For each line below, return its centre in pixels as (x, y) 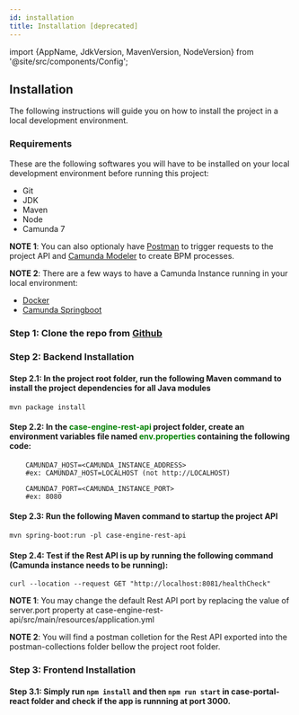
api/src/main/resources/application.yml (82, 620)
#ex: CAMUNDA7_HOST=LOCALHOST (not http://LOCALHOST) (128, 473)
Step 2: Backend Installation (72, 357)
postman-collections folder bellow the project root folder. (115, 647)
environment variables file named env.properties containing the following (149, 436)
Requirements (41, 144)
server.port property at (52, 610)
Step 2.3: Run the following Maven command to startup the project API (144, 516)
